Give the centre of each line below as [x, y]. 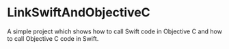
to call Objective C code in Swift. [53, 38]
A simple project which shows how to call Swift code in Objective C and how [114, 31]
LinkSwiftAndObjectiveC [79, 13]
